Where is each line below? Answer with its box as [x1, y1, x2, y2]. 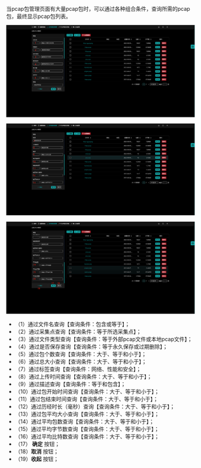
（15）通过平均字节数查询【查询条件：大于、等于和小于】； [14, 425, 160, 433]
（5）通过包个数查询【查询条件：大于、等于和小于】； [14, 350, 147, 358]
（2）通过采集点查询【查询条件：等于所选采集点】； [14, 328, 142, 335]
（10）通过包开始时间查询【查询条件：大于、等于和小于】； [14, 388, 160, 395]
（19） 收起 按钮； [14, 455, 59, 463]
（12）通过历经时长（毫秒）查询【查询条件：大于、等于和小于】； [14, 403, 175, 410]
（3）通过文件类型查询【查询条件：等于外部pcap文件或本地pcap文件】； [14, 335, 193, 343]
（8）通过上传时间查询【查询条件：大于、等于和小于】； [14, 373, 153, 380]
